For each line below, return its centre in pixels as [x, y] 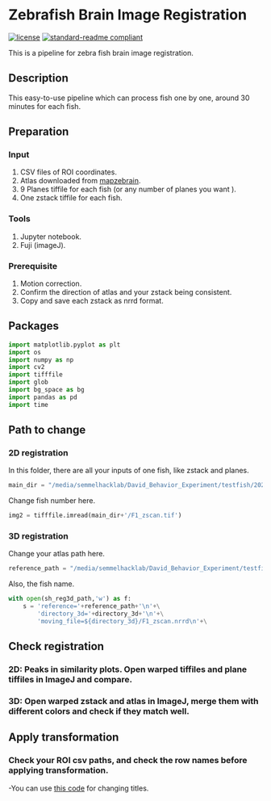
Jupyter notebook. [51, 237]
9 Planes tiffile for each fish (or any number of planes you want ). [128, 189]
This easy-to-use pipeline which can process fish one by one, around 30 [129, 98]
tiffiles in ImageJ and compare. [71, 680]
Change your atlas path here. [56, 554]
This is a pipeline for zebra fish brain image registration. [101, 52]
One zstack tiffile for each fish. [71, 198]
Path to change [47, 430]
